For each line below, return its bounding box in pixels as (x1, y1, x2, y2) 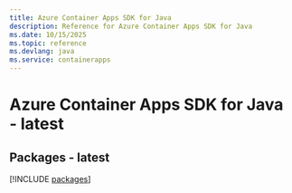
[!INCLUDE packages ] (9, 174, 91, 184)
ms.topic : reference (9, 38, 88, 48)
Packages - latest (9, 150, 110, 165)
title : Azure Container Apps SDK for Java (9, 13, 172, 23)
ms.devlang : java (9, 47, 75, 56)
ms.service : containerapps (9, 55, 111, 64)
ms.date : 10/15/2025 (9, 30, 88, 39)
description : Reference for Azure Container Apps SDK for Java (9, 22, 253, 31)
